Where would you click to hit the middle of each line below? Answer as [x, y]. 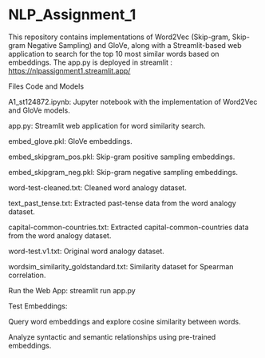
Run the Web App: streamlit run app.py [72, 290]
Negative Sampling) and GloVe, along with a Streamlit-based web [134, 45]
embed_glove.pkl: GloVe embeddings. [71, 141]
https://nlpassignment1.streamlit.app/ [69, 70]
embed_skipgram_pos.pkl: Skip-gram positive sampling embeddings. [122, 157]
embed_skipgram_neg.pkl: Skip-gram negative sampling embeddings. [123, 172]
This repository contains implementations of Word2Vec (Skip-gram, [119, 37]
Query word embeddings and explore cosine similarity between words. [125, 321]
